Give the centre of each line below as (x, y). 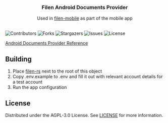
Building (18, 59)
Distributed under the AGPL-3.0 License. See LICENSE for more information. (84, 115)
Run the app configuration (40, 87)
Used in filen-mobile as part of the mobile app (85, 18)
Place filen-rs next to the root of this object (57, 71)
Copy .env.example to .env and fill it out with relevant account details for (88, 77)
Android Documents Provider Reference (47, 43)
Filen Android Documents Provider (85, 7)
